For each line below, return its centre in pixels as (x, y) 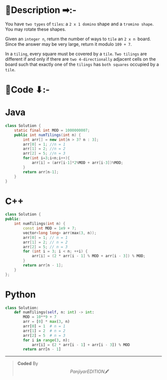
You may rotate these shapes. (36, 29)
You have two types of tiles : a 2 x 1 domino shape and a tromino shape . (80, 24)
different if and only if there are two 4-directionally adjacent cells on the (81, 59)
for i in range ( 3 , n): (46, 340)
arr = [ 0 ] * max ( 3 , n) (46, 322)
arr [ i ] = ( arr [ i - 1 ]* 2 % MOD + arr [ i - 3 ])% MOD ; (77, 163)
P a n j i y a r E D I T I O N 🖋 (89, 372)
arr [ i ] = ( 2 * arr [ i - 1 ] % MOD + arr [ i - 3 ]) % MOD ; (88, 256)
